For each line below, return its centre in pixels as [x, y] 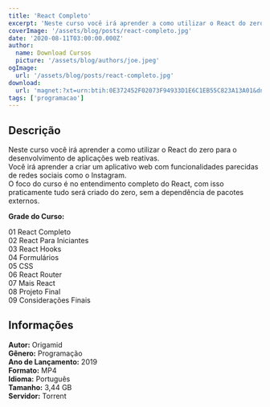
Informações [41, 326]
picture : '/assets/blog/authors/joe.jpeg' [88, 61]
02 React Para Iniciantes [49, 241]
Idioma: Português [39, 379]
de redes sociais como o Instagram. [67, 175]
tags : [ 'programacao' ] [46, 98]
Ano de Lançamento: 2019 [53, 361]
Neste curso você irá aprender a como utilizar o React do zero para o [123, 150]
